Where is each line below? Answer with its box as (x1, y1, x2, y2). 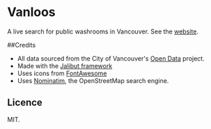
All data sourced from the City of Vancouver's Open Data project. (17, 54, 205, 63)
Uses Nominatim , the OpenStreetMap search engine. (17, 76, 169, 84)
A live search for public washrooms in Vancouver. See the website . (7, 27, 198, 36)
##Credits (7, 40, 36, 49)
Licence (7, 97, 43, 109)
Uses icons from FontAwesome (17, 69, 107, 77)
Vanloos (7, 4, 56, 20)
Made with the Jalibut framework (17, 61, 113, 70)
